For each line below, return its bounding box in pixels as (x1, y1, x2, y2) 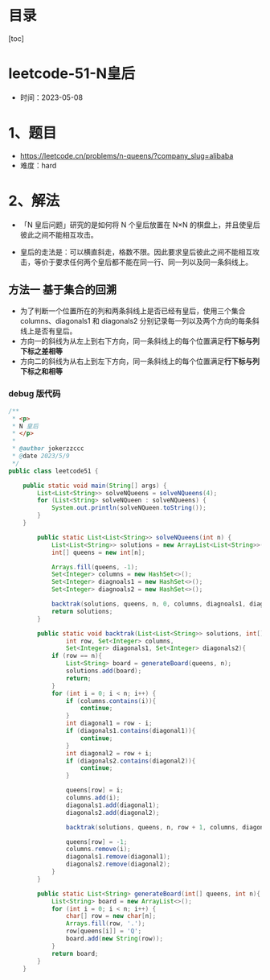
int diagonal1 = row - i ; (65, 719, 153, 728)
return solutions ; (51, 607, 113, 615)
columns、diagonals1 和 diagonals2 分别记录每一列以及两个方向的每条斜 (19, 316, 260, 325)
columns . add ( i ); (65, 794, 121, 802)
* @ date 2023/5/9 (11, 452, 70, 461)
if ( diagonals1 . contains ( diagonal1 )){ (65, 727, 196, 735)
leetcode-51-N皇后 (8, 64, 135, 83)
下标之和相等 (19, 366, 63, 376)
